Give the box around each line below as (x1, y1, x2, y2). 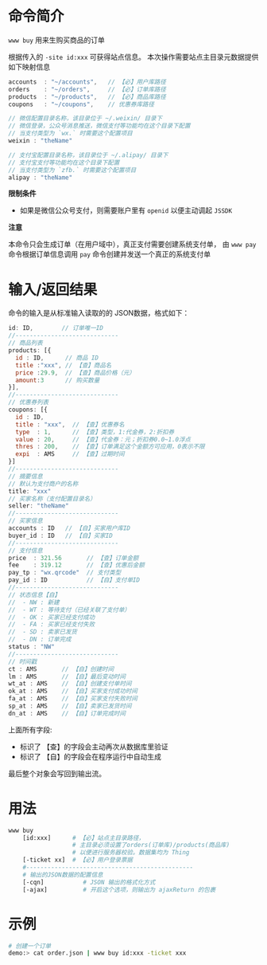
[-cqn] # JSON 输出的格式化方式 (22, 878, 156, 886)
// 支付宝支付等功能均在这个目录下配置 (8, 159, 120, 167)
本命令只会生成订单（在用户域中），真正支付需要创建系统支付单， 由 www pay (8, 240, 257, 249)
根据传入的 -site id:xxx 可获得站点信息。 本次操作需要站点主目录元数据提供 (8, 52, 259, 61)
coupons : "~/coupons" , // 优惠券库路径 (8, 100, 155, 108)
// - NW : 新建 (8, 598, 60, 606)
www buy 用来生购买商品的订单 (8, 35, 106, 45)
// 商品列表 (8, 339, 44, 347)
